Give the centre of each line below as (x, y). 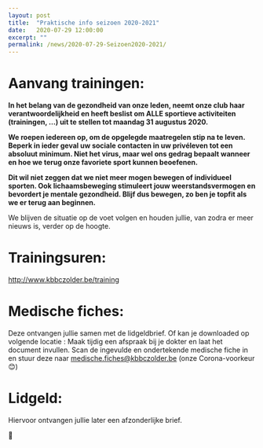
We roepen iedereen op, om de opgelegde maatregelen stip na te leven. (127, 138)
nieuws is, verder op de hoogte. (60, 226)
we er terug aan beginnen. (52, 203)
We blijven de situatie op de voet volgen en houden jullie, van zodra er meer (131, 218)
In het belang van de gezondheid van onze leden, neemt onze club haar (126, 105)
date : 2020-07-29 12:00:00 (56, 30)
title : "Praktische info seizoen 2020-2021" (84, 23)
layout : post (29, 15)
